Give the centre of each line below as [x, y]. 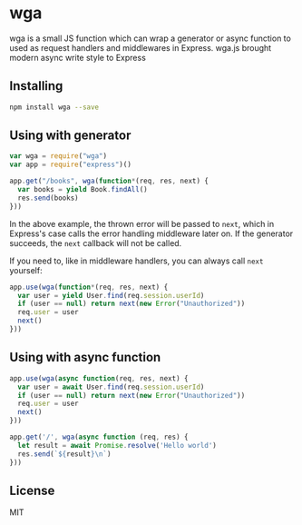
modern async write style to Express [78, 57]
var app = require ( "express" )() [70, 165]
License [32, 490]
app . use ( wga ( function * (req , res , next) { [89, 287]
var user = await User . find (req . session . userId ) [111, 387]
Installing [36, 86]
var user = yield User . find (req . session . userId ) [111, 295]
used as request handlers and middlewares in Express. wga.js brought [141, 47]
